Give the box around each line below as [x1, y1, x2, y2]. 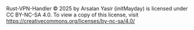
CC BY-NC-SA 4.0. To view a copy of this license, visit [6, 11, 139, 18]
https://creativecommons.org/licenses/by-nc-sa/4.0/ [6, 18, 135, 24]
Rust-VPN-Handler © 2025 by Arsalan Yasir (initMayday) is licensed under [6, 5, 188, 12]
